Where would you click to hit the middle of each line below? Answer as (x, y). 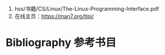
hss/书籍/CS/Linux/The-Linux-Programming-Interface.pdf (87, 9)
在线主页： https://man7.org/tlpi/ (54, 16)
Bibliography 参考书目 (61, 43)
